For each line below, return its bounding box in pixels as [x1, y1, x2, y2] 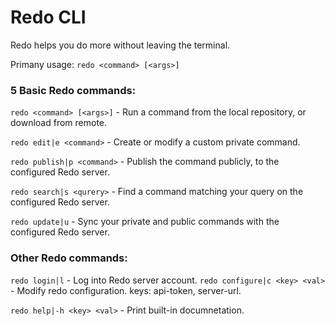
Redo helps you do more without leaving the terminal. [10, 39, 231, 51]
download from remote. [10, 117, 108, 129]
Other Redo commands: [10, 251, 128, 265]
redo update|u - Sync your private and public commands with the [10, 216, 280, 228]
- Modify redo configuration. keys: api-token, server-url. [10, 284, 242, 296]
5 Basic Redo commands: [10, 83, 137, 97]
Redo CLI [10, 6, 87, 29]
